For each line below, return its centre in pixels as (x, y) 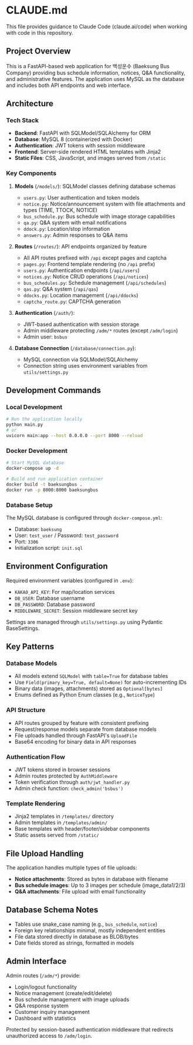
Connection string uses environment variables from (85, 365)
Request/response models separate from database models (86, 729)
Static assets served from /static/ (57, 835)
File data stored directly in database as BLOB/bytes (77, 936)
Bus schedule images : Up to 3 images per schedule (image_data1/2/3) (100, 885)
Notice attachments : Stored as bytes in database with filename (91, 879)
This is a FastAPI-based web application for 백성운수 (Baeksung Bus (88, 66)
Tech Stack (23, 120)
